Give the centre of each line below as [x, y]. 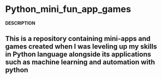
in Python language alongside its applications [78, 54]
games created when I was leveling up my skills [81, 47]
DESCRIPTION [20, 23]
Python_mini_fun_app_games [68, 9]
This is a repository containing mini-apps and [78, 39]
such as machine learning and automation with [80, 62]
